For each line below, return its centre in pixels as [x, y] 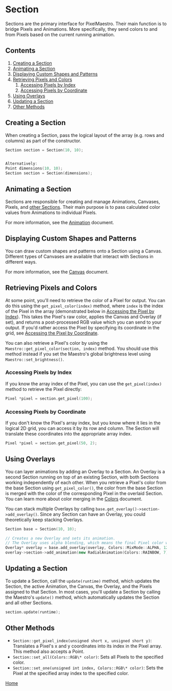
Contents [20, 51]
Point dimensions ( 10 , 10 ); [34, 169]
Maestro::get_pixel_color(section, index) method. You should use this [82, 348]
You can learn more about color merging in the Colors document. [74, 499]
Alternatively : [21, 164]
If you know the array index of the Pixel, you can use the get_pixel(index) [84, 384]
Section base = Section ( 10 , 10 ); [41, 529]
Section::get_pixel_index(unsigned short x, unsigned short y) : [82, 640]
